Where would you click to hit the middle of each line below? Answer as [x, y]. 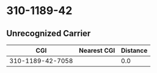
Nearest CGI [97, 51]
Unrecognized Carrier [49, 33]
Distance [134, 51]
